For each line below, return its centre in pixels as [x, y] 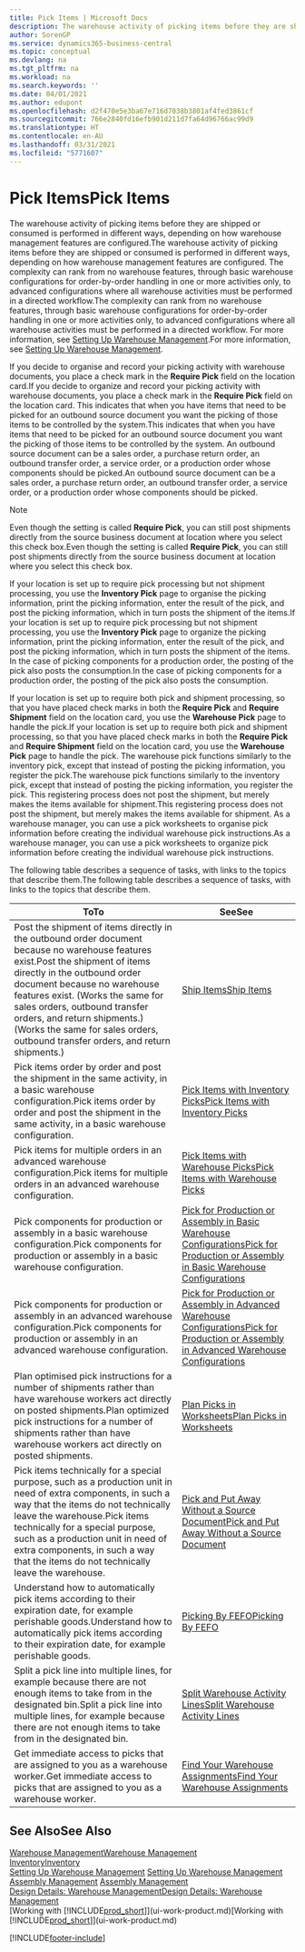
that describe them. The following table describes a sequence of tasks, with [150, 879]
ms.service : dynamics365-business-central [91, 43]
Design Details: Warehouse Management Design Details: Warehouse [136, 1891]
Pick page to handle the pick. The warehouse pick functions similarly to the [151, 756]
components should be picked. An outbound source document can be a [143, 473]
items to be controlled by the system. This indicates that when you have [143, 425]
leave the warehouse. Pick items [82, 1516]
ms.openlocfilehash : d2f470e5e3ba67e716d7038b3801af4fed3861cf [132, 111]
